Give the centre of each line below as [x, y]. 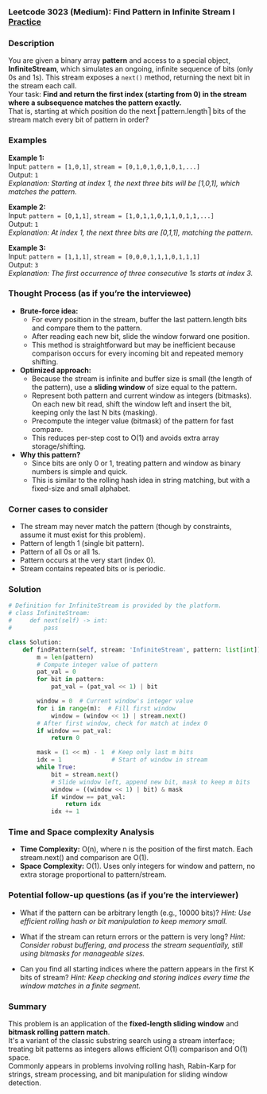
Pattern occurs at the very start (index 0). [87, 560]
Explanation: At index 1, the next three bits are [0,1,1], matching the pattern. [131, 232]
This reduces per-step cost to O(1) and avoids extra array [126, 438]
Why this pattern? [50, 454]
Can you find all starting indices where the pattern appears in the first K [137, 968]
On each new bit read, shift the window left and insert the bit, [132, 403]
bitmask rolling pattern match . [59, 1032]
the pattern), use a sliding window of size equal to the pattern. [134, 387]
